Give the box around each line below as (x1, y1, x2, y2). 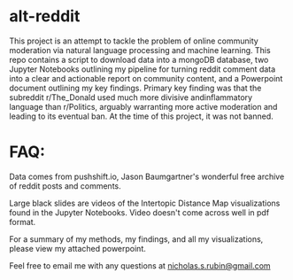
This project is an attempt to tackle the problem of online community (9, 35, 258, 46)
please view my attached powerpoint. (9, 243, 146, 253)
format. (9, 216, 36, 227)
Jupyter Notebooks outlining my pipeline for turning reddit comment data (9, 64, 276, 74)
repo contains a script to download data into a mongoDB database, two (9, 54, 269, 65)
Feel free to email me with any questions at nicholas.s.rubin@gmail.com (9, 260, 272, 271)
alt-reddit (9, 6, 81, 27)
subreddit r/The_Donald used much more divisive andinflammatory (9, 91, 253, 103)
